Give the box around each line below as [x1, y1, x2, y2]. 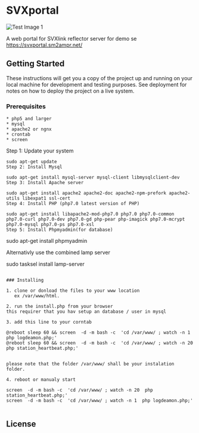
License [6, 419, 36, 429]
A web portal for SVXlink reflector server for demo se [6, 35, 137, 42]
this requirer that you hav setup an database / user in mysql [6, 309, 167, 315]
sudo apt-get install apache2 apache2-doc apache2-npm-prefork [6, 190, 167, 196]
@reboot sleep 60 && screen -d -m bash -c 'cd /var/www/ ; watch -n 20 [6, 340, 194, 346]
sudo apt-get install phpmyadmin [6, 237, 88, 245]
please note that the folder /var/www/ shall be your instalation [6, 361, 175, 367]
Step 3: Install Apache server [6, 180, 84, 186]
